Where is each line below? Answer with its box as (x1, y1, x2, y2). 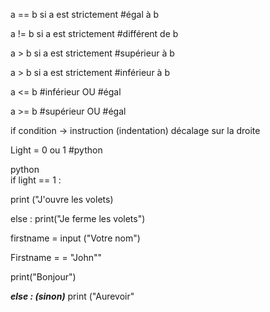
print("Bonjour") (10, 271, 77, 283)
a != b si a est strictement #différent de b (10, 28, 179, 39)
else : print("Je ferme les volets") (10, 213, 146, 224)
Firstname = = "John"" (10, 252, 102, 263)
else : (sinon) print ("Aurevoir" (10, 290, 135, 302)
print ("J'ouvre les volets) (10, 194, 114, 205)
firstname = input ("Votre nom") (10, 232, 141, 244)
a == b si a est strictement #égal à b (10, 9, 160, 20)
